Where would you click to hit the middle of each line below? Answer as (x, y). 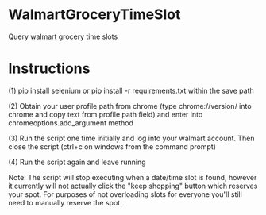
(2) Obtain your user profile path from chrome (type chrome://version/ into (130, 106)
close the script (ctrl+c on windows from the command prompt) (112, 146)
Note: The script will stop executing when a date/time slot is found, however (133, 177)
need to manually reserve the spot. (65, 202)
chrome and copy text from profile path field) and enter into (106, 114)
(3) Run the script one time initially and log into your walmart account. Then (131, 138)
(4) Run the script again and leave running (77, 162)
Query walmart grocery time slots (63, 36)
